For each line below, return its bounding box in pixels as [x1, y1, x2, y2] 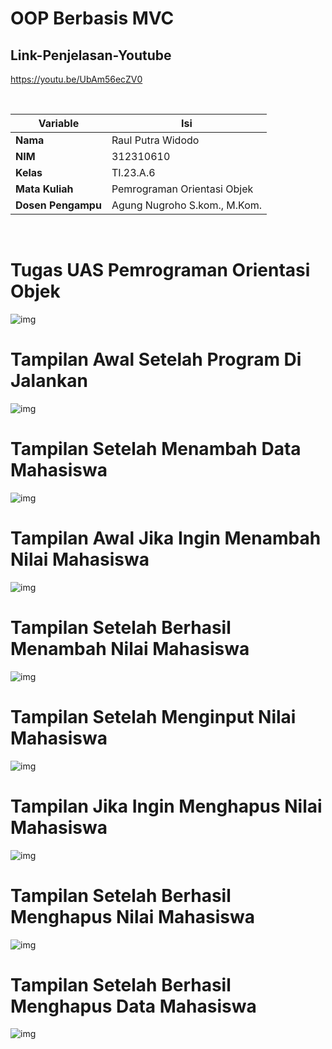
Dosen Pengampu [15, 198, 102, 212]
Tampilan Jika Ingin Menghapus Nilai [10, 795, 323, 817]
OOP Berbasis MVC [10, 7, 175, 30]
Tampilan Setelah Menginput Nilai [10, 705, 297, 728]
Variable [38, 117, 80, 130]
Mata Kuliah [15, 182, 74, 196]
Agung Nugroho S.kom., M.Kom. [111, 198, 263, 212]
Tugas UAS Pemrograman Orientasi [10, 259, 311, 282]
